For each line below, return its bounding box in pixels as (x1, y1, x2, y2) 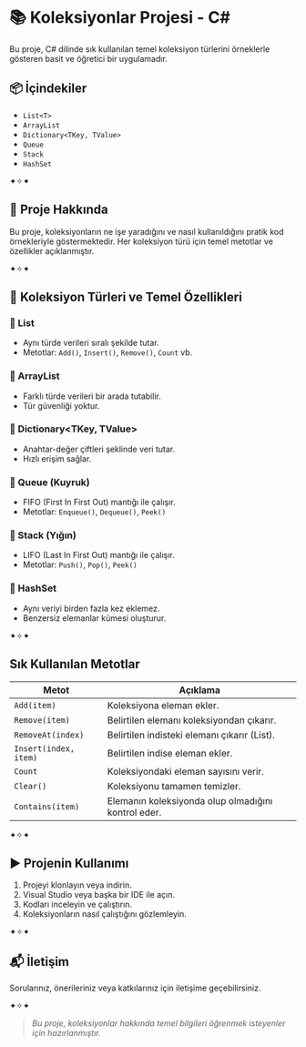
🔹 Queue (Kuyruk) (9, 475, 90, 488)
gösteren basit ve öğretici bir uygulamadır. (9, 53, 168, 64)
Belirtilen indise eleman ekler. (107, 747, 233, 759)
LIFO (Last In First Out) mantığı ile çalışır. (22, 550, 175, 561)
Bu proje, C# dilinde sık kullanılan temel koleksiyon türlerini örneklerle (9, 43, 270, 55)
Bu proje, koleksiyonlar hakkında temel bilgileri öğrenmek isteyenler (31, 1018, 286, 1029)
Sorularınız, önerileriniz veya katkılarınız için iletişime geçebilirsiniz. (9, 982, 261, 993)
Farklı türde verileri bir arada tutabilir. (22, 391, 161, 402)
